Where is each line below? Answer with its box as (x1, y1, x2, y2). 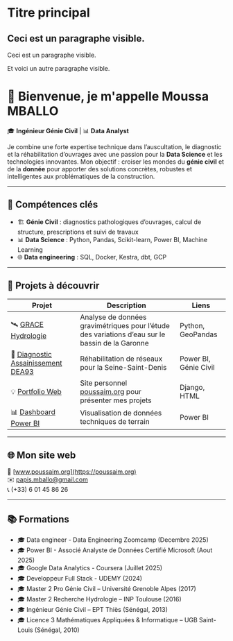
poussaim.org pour (79, 386, 142, 396)
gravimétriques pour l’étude (79, 320, 170, 330)
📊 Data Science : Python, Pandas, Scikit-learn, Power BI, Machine (17, 235, 208, 243)
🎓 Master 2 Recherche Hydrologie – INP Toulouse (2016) (17, 595, 182, 604)
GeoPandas (179, 330, 218, 339)
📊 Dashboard (10, 407, 55, 417)
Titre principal (7, 5, 90, 21)
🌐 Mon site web (7, 449, 76, 461)
